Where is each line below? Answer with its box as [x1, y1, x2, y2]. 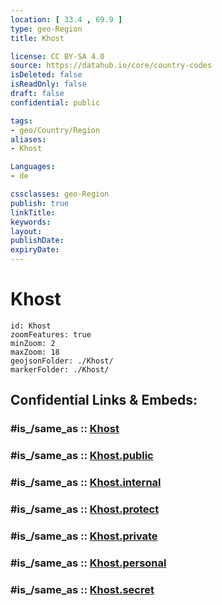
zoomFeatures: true [10, 329, 92, 340]
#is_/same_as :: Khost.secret [10, 582, 155, 596]
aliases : [10, 134, 47, 145]
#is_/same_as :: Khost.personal [10, 556, 167, 570]
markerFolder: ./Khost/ [10, 364, 110, 375]
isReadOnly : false [10, 79, 87, 90]
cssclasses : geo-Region [10, 189, 110, 199]
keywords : [10, 217, 52, 227]
